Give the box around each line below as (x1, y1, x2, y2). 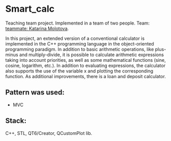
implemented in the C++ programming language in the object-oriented (5, 40, 154, 46)
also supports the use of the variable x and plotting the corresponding (5, 67, 154, 74)
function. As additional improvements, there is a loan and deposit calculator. (5, 73, 166, 79)
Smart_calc (5, 3, 55, 15)
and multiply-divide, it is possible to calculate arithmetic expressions (19, 52, 164, 58)
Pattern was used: (5, 88, 65, 97)
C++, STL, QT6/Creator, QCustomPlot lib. (5, 130, 92, 136)
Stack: (5, 116, 27, 125)
